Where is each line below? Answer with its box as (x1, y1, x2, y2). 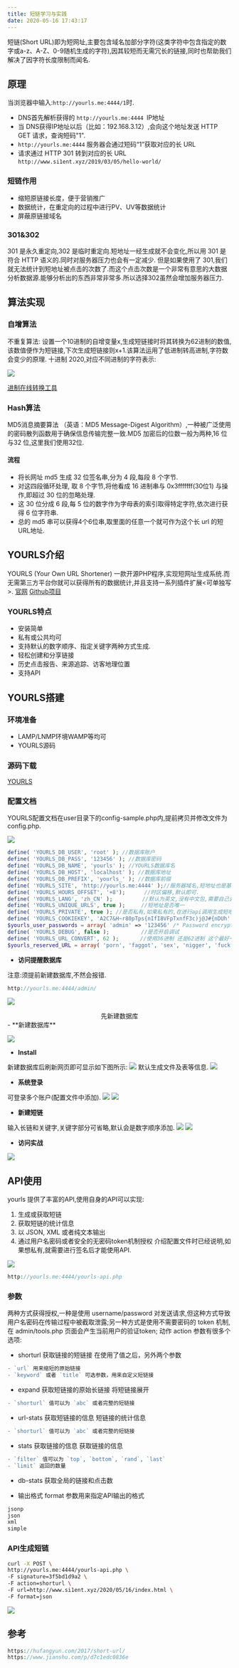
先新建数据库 (100, 1012, 139, 1020)
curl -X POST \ (7, 1560, 53, 1567)
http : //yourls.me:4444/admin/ (7, 985, 97, 992)
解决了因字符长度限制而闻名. (7, 55, 91, 64)
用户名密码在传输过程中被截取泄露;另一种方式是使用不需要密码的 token (7, 1318, 215, 1326)
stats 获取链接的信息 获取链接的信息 (17, 1441, 123, 1449)
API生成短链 (7, 1543, 49, 1553)
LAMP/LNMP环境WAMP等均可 (17, 732, 107, 740)
